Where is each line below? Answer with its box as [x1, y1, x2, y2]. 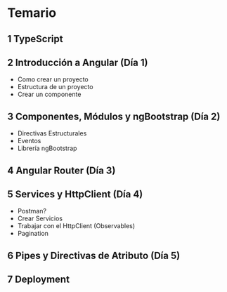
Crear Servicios [17, 214, 63, 223]
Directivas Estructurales [17, 129, 87, 138]
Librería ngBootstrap [17, 144, 77, 152]
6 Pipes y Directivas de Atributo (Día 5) [7, 249, 181, 261]
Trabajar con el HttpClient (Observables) [17, 222, 136, 230]
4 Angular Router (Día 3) [7, 164, 116, 176]
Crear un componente [17, 90, 82, 99]
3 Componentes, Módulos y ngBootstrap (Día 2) [7, 110, 221, 122]
